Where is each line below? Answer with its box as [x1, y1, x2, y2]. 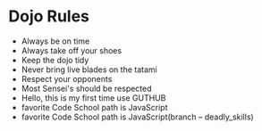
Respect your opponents [21, 73, 113, 84]
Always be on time [21, 36, 90, 46]
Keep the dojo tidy [21, 54, 89, 65]
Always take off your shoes [21, 45, 123, 55]
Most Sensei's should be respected [21, 83, 153, 94]
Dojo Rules [8, 6, 90, 27]
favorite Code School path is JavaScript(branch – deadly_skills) [21, 111, 254, 122]
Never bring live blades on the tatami [21, 64, 157, 75]
